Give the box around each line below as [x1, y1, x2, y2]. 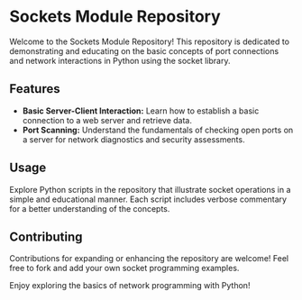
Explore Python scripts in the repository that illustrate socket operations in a [9, 184, 291, 195]
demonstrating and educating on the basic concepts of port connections [9, 45, 279, 56]
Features [9, 81, 60, 96]
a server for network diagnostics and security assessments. [22, 133, 245, 145]
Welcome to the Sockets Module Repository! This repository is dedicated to [9, 36, 290, 47]
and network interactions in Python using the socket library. [9, 55, 231, 66]
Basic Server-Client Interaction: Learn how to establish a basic [22, 105, 260, 116]
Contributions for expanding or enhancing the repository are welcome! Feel [9, 253, 289, 264]
